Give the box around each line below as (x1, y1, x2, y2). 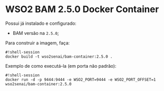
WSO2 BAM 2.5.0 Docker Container (5, 4, 159, 15)
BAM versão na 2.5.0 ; (12, 30, 59, 36)
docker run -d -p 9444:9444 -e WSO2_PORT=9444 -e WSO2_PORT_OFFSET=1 (5, 77, 156, 82)
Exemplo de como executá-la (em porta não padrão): (5, 63, 117, 69)
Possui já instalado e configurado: (5, 20, 76, 26)
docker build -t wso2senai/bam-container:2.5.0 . (5, 54, 113, 59)
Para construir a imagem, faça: (5, 39, 70, 46)
